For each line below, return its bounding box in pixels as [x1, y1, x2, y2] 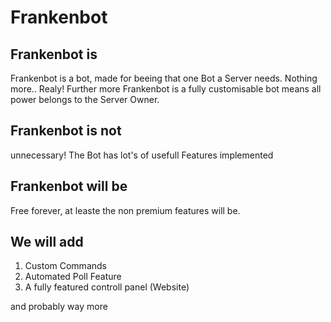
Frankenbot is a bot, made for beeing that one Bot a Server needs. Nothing [10, 72, 318, 84]
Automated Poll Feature [24, 271, 122, 283]
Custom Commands [24, 260, 107, 272]
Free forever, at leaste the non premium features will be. [10, 204, 241, 216]
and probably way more [10, 301, 108, 313]
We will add [10, 234, 84, 251]
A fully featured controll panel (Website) [24, 281, 190, 293]
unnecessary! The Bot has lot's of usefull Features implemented [10, 149, 274, 161]
